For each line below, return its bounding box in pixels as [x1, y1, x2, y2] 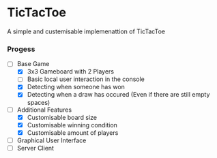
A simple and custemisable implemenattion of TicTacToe [7, 27, 166, 35]
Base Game [16, 60, 50, 68]
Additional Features [16, 106, 72, 114]
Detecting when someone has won [27, 83, 125, 91]
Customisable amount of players [27, 128, 119, 137]
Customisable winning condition [27, 121, 118, 129]
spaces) [27, 98, 50, 106]
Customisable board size [27, 113, 98, 121]
